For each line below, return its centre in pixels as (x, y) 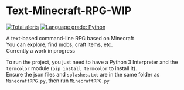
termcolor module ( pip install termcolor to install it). (71, 68)
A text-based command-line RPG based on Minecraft (70, 38)
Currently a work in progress (40, 50)
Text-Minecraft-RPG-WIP (69, 11)
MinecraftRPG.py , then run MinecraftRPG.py (58, 81)
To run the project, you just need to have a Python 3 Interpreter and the (92, 62)
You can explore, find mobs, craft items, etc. (59, 44)
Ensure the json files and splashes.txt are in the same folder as (83, 74)
